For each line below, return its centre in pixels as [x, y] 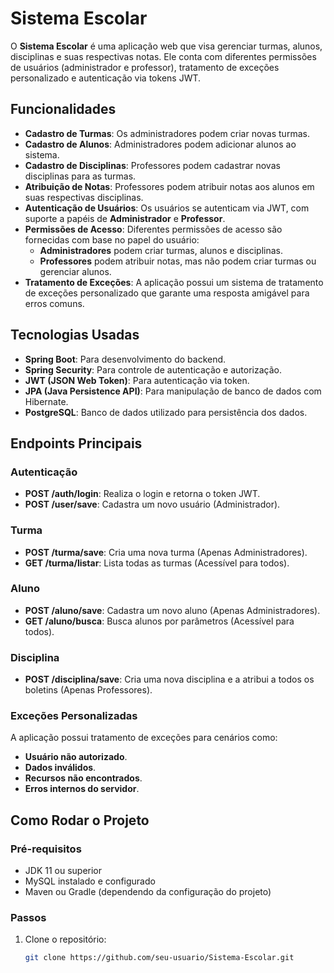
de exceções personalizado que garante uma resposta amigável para [167, 293]
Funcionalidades [63, 109]
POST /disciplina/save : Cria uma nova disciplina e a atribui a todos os [169, 679]
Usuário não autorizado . [76, 757]
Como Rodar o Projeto [80, 820]
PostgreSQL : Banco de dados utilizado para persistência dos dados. [166, 412]
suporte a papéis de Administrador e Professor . [125, 218]
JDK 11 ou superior [63, 871]
